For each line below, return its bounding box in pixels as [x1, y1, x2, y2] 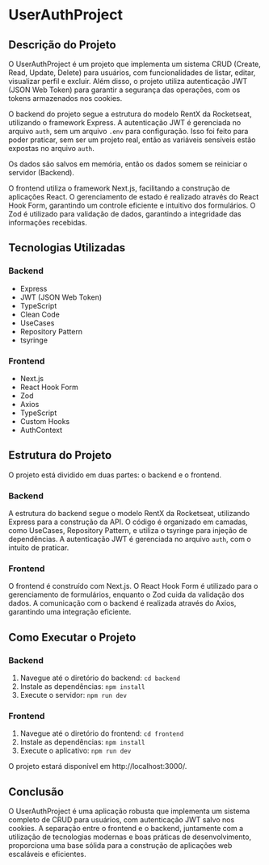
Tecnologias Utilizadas [8, 241, 126, 255]
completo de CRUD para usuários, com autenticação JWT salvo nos [8, 815, 235, 825]
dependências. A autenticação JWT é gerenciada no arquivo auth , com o [8, 535, 252, 544]
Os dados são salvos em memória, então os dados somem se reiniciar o [8, 159, 248, 169]
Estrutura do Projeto [8, 448, 112, 462]
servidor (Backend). [8, 168, 75, 177]
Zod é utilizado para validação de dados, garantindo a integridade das [8, 209, 242, 219]
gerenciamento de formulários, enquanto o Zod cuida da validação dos [8, 590, 245, 599]
